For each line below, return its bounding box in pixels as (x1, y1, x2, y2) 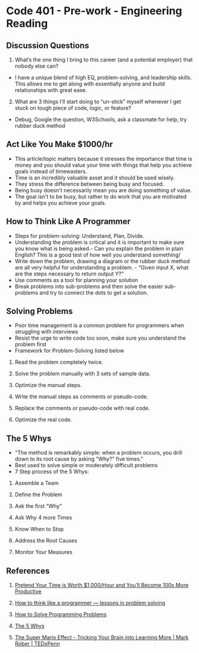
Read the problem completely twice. (14, 359, 104, 366)
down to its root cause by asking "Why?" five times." (14, 455, 144, 462)
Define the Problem (14, 491, 62, 498)
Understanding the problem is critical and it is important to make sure (14, 239, 185, 246)
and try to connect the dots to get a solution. (39, 289, 149, 296)
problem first (14, 341, 46, 348)
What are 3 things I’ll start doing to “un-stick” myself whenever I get (14, 98, 181, 105)
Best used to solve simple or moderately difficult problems (14, 462, 158, 469)
